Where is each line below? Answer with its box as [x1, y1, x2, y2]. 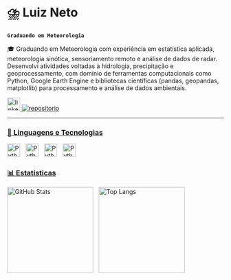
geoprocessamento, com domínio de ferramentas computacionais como [7, 69, 212, 77]
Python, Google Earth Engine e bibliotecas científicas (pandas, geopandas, [7, 76, 219, 85]
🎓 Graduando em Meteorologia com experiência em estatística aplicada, [7, 45, 214, 53]
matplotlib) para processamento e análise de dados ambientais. [7, 83, 187, 92]
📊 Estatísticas [7, 169, 56, 178]
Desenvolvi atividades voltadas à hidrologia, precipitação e [7, 62, 174, 70]
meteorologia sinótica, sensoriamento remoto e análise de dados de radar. [7, 54, 218, 63]
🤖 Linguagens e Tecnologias [7, 127, 103, 137]
